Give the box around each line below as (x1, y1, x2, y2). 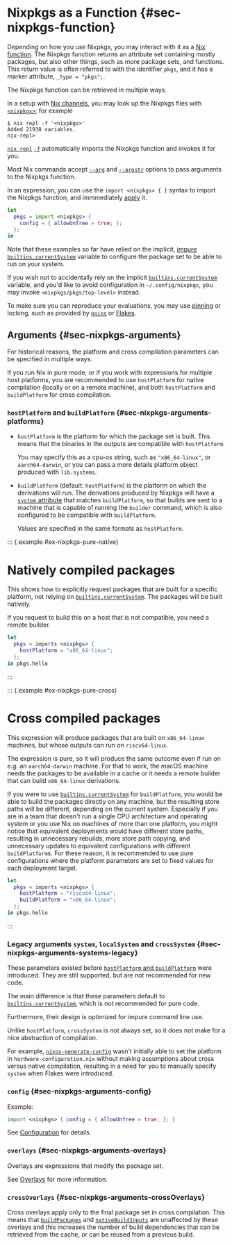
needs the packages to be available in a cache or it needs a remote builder (7, 769, 221, 777)
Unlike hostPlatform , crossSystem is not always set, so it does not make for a (7, 1026, 226, 1034)
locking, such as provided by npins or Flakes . (7, 309, 137, 318)
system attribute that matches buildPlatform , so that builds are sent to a (17, 496, 222, 504)
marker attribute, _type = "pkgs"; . (7, 72, 106, 81)
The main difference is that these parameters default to (7, 992, 165, 1000)
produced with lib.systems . (17, 468, 97, 477)
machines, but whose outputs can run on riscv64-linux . (7, 741, 169, 749)
